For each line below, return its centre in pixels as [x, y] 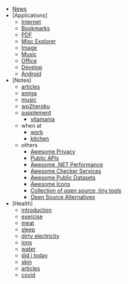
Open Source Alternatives [63, 197]
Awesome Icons [50, 184]
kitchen [40, 139]
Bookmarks [35, 28]
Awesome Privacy [53, 151]
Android [31, 74]
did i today [34, 255]
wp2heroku [35, 106]
